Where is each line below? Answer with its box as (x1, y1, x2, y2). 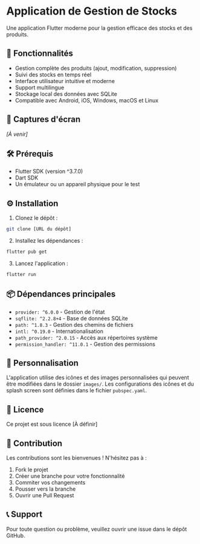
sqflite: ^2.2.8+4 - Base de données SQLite (15, 314, 128, 322)
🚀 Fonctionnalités (6, 49, 74, 59)
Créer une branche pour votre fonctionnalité (15, 472, 125, 480)
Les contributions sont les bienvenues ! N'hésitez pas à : (6, 454, 147, 462)
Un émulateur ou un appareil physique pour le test (15, 181, 140, 188)
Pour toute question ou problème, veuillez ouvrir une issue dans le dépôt (6, 525, 187, 532)
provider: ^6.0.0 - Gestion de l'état (15, 308, 105, 315)
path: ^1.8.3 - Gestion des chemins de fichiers (15, 321, 134, 328)
